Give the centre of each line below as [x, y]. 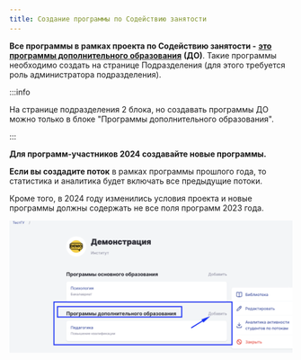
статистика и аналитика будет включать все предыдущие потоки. [136, 181]
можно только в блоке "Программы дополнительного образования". [142, 119]
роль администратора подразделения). [85, 74]
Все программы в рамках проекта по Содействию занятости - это [141, 46]
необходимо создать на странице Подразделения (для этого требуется [147, 65]
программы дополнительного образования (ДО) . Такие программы [143, 55]
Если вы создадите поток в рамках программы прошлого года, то [138, 171]
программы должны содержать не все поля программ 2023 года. [137, 208]
